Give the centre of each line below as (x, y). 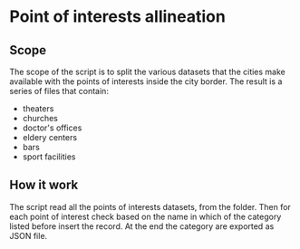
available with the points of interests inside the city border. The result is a (146, 81)
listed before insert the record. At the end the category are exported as (142, 226)
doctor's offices (52, 128)
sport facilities (49, 157)
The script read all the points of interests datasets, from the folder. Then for (150, 206)
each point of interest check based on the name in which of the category (145, 216)
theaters (38, 109)
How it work (44, 185)
